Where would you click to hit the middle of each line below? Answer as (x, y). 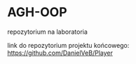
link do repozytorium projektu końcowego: (68, 45)
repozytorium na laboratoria (47, 32)
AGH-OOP (38, 12)
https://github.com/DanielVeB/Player (60, 53)
